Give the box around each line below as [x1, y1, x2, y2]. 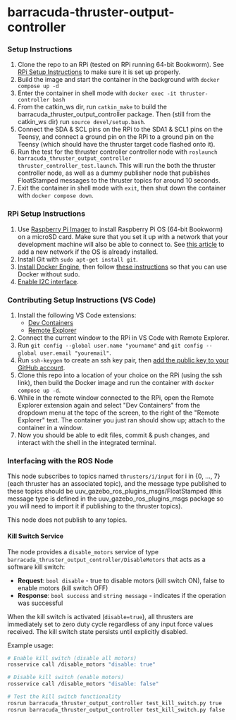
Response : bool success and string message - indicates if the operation [17, 591, 227, 599]
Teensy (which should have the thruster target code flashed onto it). [17, 140, 216, 149]
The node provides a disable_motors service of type [7, 547, 159, 556]
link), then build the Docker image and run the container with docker [17, 379, 215, 387]
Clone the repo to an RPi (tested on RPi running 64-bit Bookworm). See [17, 61, 224, 69]
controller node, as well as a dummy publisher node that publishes [17, 169, 211, 177]
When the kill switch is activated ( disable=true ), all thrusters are [7, 612, 194, 621]
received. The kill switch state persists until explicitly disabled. [7, 627, 188, 635]
